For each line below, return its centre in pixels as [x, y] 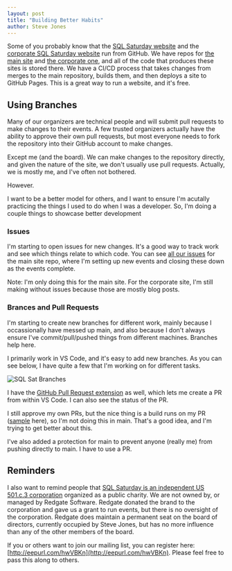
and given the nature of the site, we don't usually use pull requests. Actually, [116, 164]
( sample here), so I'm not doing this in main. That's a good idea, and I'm [110, 420]
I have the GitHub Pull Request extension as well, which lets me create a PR [115, 392]
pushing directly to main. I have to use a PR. [70, 449]
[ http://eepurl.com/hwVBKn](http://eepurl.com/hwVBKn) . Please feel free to [116, 552]
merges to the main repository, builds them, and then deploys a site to [107, 76]
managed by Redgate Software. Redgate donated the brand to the [101, 502]
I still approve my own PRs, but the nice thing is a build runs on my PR [106, 413]
